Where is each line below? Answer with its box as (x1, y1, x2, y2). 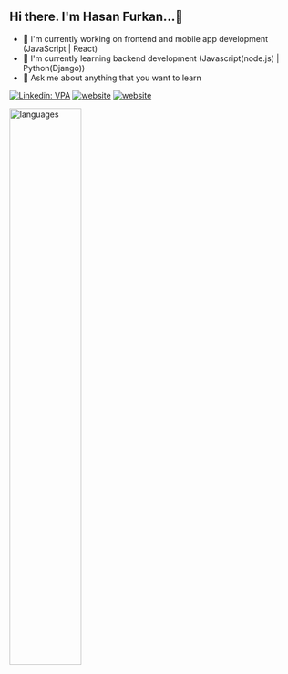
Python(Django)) (22, 62, 86, 73)
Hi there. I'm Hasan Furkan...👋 (9, 9, 184, 25)
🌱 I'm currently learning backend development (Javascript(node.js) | (22, 52, 280, 64)
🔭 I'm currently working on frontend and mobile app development (22, 33, 269, 44)
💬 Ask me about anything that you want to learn (22, 72, 202, 83)
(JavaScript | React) (22, 43, 98, 54)
